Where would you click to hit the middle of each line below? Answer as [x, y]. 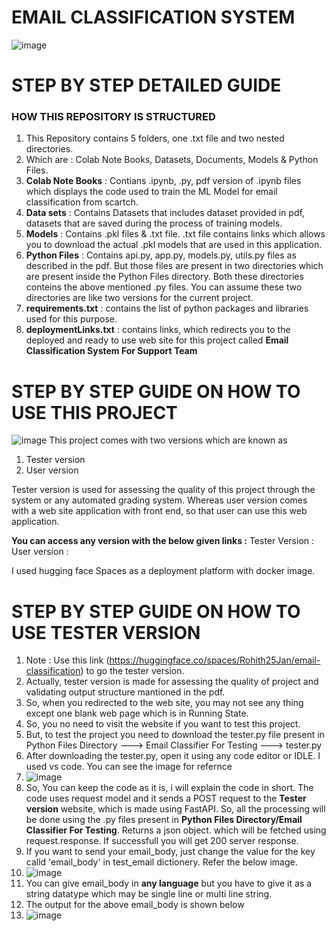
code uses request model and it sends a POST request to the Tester [166, 798]
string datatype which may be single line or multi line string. [149, 894]
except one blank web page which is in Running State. [137, 713]
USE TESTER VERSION [106, 632]
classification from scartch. [82, 202]
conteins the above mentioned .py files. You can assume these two [164, 287]
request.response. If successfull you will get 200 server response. [162, 841]
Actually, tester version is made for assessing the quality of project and [172, 682]
